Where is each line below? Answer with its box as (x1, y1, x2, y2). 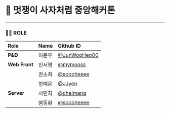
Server (8, 90, 25, 97)
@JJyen (58, 80, 77, 87)
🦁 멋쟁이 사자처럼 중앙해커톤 (5, 5, 115, 16)
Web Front (8, 61, 34, 68)
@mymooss (58, 61, 86, 68)
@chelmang (58, 90, 87, 97)
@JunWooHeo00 (58, 52, 99, 59)
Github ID (58, 43, 81, 50)
